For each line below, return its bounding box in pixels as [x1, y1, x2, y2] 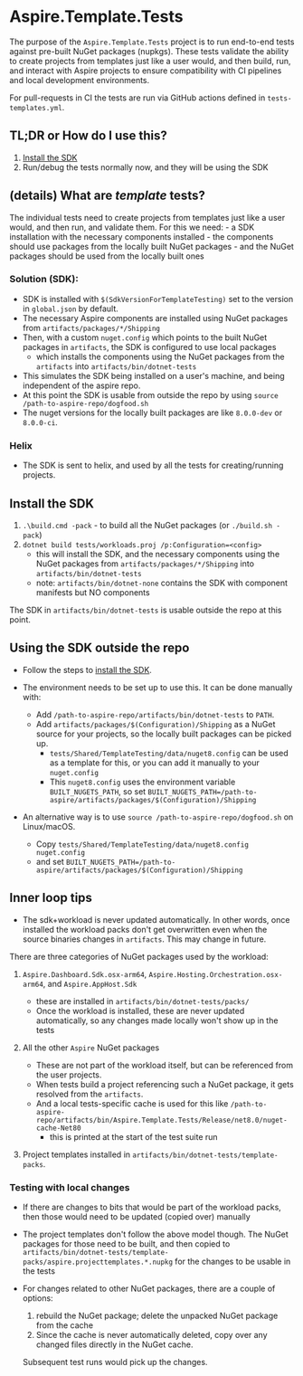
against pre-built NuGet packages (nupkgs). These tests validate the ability [9, 45, 289, 56]
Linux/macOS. [22, 821, 76, 831]
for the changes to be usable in [175, 1256, 291, 1267]
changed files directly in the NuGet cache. [35, 1339, 194, 1350]
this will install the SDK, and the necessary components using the [35, 548, 280, 559]
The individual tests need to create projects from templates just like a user [9, 212, 286, 223]
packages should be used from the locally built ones [9, 251, 205, 261]
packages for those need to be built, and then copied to [22, 1238, 231, 1249]
